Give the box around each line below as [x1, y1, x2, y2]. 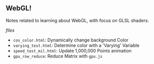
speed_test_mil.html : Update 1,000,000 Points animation [13, 47, 132, 53]
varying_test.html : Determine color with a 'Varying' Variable [13, 42, 140, 48]
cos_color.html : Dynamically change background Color [13, 37, 129, 43]
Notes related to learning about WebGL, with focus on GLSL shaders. [6, 17, 149, 23]
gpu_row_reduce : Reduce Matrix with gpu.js [13, 53, 102, 59]
